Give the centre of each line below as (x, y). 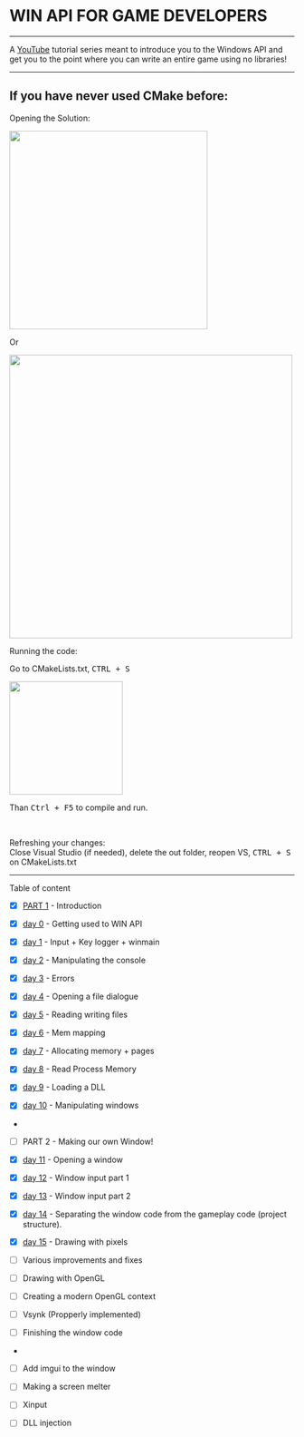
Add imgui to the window (69, 1369)
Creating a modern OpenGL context (89, 1296)
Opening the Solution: (50, 118)
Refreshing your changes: (57, 842)
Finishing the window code (73, 1333)
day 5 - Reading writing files (75, 1015)
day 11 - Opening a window (73, 1159)
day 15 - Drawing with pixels (75, 1241)
